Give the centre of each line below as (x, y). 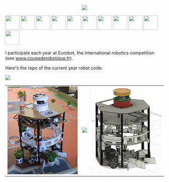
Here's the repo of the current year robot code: (54, 68)
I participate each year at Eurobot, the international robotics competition (80, 53)
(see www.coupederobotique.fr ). (39, 58)
